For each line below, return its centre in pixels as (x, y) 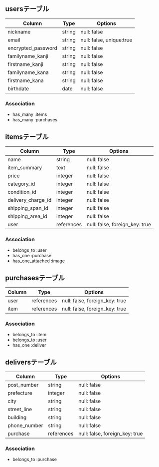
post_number (23, 385)
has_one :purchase (32, 256)
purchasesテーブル (35, 278)
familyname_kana (28, 72)
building (17, 418)
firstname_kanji (26, 64)
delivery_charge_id (30, 200)
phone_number (25, 426)
